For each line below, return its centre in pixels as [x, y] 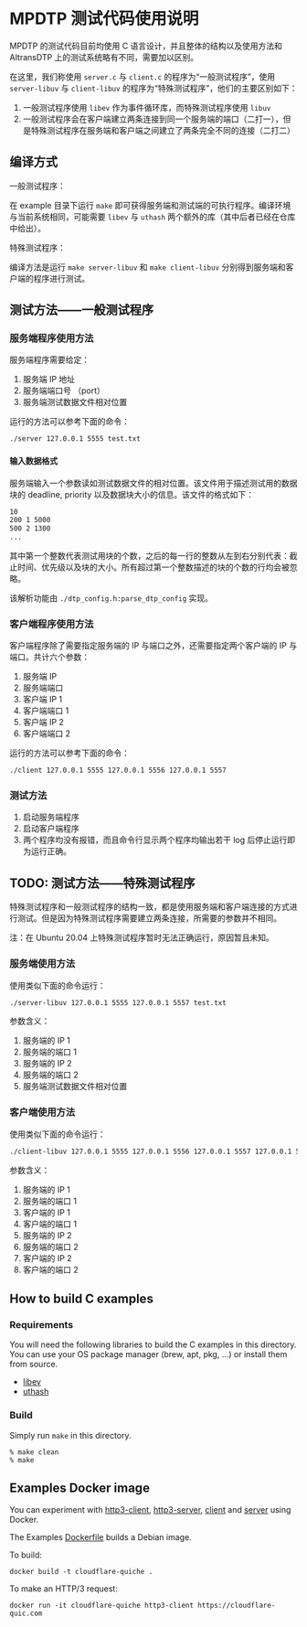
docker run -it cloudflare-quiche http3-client [102, 1606]
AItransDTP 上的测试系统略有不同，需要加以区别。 [104, 57]
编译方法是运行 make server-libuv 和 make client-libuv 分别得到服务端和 [148, 267]
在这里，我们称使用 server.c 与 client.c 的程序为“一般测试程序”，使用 [143, 76]
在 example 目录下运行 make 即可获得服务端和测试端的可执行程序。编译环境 [150, 205]
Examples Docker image [80, 1488]
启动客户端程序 [51, 829]
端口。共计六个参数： [49, 657]
